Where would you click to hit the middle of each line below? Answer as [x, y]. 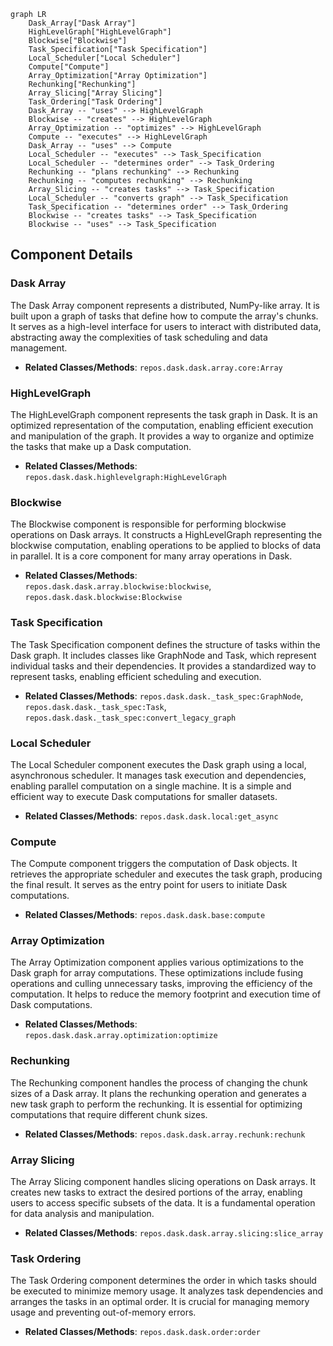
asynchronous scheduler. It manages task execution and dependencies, [158, 775]
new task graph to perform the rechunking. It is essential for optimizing [156, 1104]
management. [39, 347]
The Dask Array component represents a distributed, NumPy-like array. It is [165, 305]
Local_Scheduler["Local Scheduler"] [105, 58]
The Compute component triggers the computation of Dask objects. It [154, 864]
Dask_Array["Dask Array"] [82, 23]
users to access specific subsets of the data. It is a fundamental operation [163, 1203]
